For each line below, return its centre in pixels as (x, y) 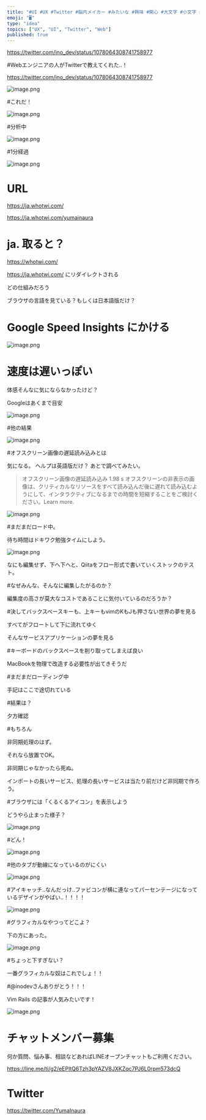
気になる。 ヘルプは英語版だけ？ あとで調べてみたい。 (75, 465)
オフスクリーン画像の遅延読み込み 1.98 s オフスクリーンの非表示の (105, 479)
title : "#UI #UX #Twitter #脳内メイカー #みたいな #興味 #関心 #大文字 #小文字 (102, 12)
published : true (28, 35)
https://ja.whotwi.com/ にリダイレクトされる (63, 274)
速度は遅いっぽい (50, 372)
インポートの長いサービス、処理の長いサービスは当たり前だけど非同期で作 (101, 781)
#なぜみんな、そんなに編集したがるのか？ (60, 585)
